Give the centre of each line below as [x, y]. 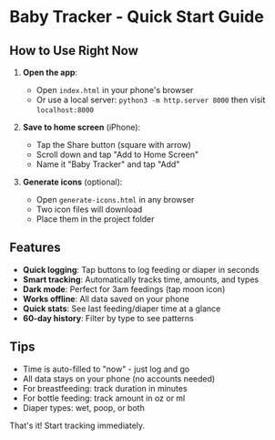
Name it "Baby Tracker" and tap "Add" [108, 164]
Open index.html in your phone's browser [115, 90]
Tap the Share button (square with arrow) [113, 145]
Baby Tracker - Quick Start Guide [137, 17]
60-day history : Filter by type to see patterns [108, 318]
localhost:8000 [65, 110]
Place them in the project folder [95, 219]
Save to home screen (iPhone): [81, 127]
